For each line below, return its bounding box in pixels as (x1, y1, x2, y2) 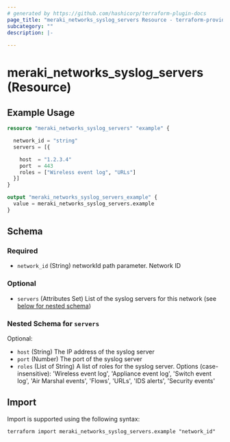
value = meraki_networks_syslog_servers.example (13, 200, 155, 207)
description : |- (7, 29, 53, 36)
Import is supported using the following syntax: (7, 415, 140, 423)
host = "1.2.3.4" (19, 156, 72, 163)
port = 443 (19, 162, 53, 169)
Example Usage (7, 107, 75, 119)
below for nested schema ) (16, 302, 91, 310)
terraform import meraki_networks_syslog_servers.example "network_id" (7, 428, 216, 435)
